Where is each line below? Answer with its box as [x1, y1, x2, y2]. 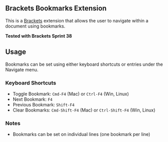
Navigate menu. [5, 66, 39, 73]
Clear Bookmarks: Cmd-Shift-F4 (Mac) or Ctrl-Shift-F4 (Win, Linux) [12, 107, 156, 113]
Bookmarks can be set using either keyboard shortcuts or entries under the [5, 61, 163, 67]
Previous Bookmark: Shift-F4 [12, 101, 75, 107]
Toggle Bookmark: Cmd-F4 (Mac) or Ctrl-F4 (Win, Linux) [12, 91, 129, 97]
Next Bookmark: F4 [12, 96, 52, 102]
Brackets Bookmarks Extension [5, 4, 107, 13]
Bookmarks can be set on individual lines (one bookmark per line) [12, 131, 151, 137]
